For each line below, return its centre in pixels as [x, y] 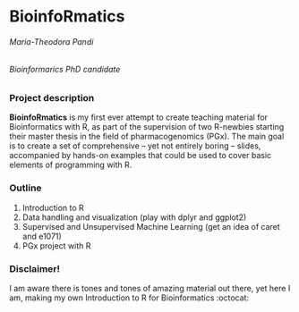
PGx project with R [56, 245]
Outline [26, 188]
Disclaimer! [35, 268]
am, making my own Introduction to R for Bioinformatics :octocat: [129, 298]
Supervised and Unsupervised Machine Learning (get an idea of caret [151, 226]
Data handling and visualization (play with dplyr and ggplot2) [134, 217]
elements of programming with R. [71, 165]
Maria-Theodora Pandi [51, 41]
